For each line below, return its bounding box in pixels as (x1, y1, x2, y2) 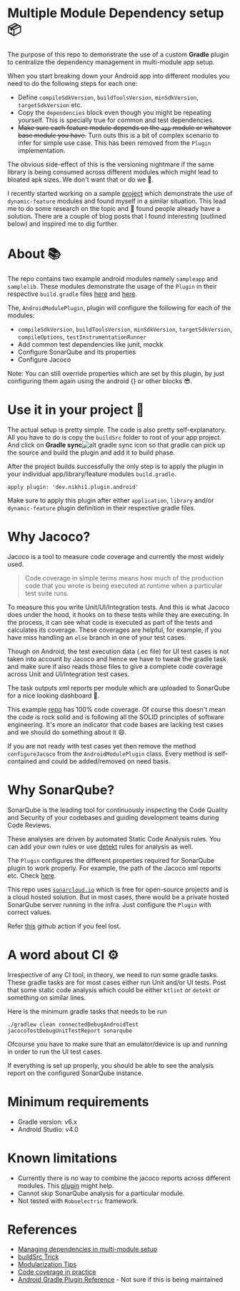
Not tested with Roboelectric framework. (17, 1196, 139, 1205)
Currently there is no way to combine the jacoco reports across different (17, 1174, 231, 1182)
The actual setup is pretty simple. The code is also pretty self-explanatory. (7, 425, 226, 434)
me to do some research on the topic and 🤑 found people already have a (7, 204, 221, 212)
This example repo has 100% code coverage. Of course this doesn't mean (7, 705, 226, 713)
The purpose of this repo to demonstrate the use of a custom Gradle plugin (7, 50, 229, 59)
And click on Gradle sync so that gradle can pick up (7, 440, 226, 449)
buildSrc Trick (17, 1252, 59, 1261)
